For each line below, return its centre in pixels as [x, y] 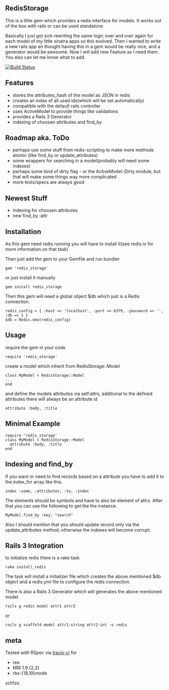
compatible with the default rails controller [57, 106]
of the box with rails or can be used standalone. [55, 26]
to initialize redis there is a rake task [42, 558]
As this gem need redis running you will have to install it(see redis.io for [79, 244]
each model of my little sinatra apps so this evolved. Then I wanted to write [83, 41]
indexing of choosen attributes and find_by [57, 122]
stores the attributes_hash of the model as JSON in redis [71, 95]
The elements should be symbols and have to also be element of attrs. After [84, 500]
